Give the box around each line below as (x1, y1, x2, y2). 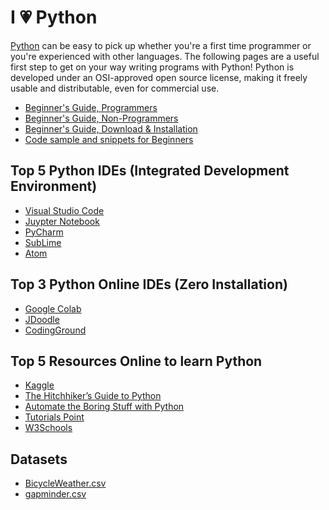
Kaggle (24, 379, 55, 391)
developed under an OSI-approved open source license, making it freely (10, 71, 308, 83)
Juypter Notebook (24, 215, 100, 227)
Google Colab (24, 302, 82, 315)
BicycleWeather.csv (24, 477, 107, 490)
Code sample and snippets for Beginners (24, 133, 194, 145)
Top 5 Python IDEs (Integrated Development (10, 162, 290, 180)
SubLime (24, 236, 62, 248)
